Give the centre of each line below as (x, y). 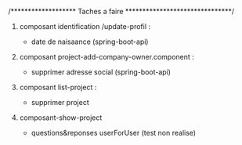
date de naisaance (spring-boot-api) (90, 42)
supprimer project (60, 102)
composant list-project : (58, 87)
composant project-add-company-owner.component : (107, 57)
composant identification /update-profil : (85, 26)
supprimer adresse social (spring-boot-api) (101, 72)
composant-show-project (61, 118)
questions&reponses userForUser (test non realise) (114, 133)
